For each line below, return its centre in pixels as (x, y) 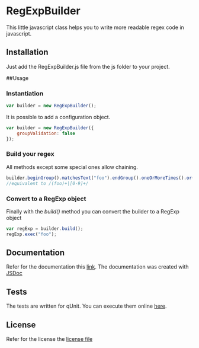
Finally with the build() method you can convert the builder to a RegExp (93, 211)
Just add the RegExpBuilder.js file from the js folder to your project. (88, 66)
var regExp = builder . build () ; (45, 229)
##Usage (17, 78)
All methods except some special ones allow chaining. (72, 167)
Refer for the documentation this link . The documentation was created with (97, 267)
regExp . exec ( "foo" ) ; (32, 234)
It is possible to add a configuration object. (58, 117)
